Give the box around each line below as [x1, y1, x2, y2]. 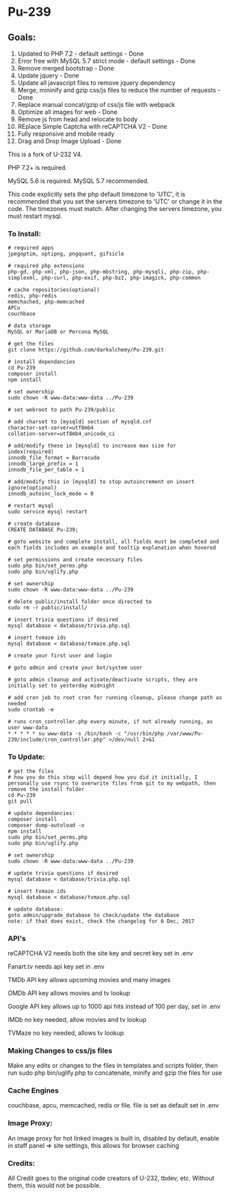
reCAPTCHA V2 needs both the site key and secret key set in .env [8, 949, 193, 957]
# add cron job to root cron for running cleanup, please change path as [8, 694, 223, 701]
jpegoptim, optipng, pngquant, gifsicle [8, 251, 125, 258]
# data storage [8, 323, 51, 330]
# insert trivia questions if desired [8, 616, 118, 624]
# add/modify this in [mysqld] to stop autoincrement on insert [8, 478, 195, 485]
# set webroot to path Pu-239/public [8, 406, 116, 413]
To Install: [8, 229, 42, 239]
